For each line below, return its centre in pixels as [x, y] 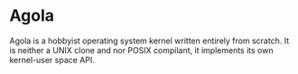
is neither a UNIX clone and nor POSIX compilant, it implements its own [141, 50]
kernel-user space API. [52, 60]
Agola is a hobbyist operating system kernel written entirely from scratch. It [149, 41]
